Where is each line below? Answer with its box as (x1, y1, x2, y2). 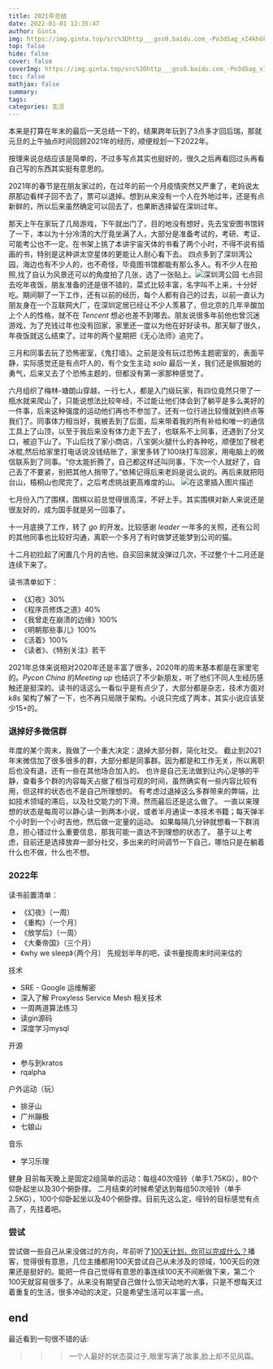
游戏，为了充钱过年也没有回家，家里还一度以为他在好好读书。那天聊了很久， (8, 321, 265, 331)
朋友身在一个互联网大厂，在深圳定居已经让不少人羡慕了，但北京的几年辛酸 (8, 301, 258, 310)
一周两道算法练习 (19, 1003, 78, 1012)
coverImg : (8, 65, 42, 73)
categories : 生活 (8, 103, 65, 111)
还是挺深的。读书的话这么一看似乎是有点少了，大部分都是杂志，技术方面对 (15, 683, 265, 693)
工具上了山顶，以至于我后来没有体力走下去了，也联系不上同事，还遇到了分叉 (8, 427, 265, 437)
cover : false (8, 58, 53, 66)
